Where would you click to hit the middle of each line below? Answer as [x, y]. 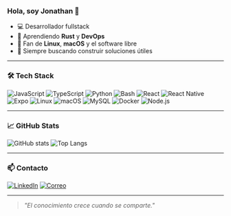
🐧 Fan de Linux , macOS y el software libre [77, 43]
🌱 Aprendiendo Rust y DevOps [61, 37]
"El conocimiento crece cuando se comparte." [89, 206]
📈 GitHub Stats [33, 126]
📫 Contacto [27, 168]
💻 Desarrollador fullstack [53, 26]
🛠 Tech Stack [31, 76]
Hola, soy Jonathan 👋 [43, 11]
